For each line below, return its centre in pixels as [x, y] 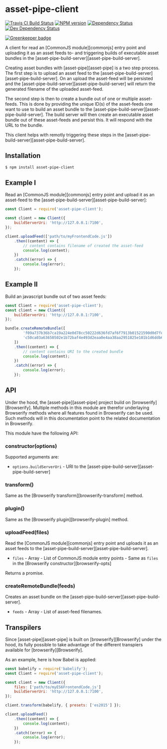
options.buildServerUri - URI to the [49, 466]
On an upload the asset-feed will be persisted [106, 78]
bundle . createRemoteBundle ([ [35, 328]
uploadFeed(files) [27, 532]
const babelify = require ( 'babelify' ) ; [46, 669]
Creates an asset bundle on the [37, 597]
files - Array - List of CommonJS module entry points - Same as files [85, 558]
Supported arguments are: [32, 456]
